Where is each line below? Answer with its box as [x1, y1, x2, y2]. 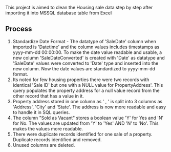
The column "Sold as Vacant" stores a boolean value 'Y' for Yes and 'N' [12, 115, 164, 121]
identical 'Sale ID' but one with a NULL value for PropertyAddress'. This [12, 82, 163, 88]
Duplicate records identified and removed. [12, 136, 102, 143]
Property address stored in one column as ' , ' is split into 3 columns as [12, 98, 163, 104]
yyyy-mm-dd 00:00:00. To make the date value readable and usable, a [12, 49, 162, 55]
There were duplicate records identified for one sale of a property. [12, 131, 153, 137]
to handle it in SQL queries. [12, 109, 70, 115]
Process [5, 25, 32, 33]
